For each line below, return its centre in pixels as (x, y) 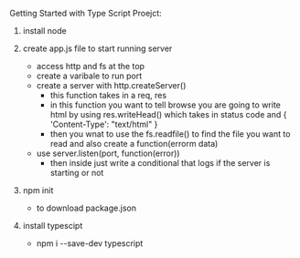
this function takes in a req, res (108, 95)
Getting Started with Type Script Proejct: (86, 13)
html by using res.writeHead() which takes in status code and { (168, 114)
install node (44, 31)
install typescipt (53, 226)
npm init (38, 190)
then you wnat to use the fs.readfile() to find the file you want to (170, 134)
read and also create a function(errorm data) (134, 144)
